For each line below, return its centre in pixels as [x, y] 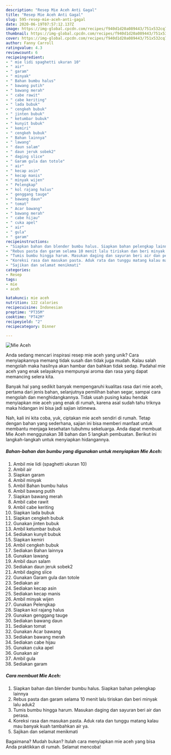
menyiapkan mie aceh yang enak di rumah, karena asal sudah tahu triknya [83, 403]
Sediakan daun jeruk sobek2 [43, 567]
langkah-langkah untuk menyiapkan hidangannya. [58, 440]
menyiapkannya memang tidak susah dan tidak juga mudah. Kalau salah [81, 360]
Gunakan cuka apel [33, 648]
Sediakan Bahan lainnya [38, 551]
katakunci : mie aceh [28, 298]
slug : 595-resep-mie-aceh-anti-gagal [46, 19]
